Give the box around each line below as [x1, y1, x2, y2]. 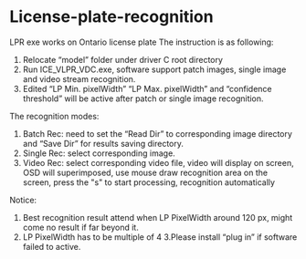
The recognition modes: [9, 110, 100, 121]
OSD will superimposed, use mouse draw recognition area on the [22, 167, 268, 178]
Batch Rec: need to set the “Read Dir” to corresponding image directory [22, 128, 292, 139]
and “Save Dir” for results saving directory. [22, 138, 185, 149]
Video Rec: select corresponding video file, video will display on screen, [22, 157, 294, 168]
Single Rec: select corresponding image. [22, 148, 175, 159]
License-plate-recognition [9, 6, 214, 27]
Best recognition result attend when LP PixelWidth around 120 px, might [22, 212, 293, 223]
